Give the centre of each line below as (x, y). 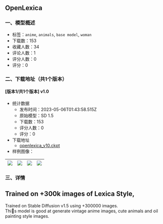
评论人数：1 (24, 53)
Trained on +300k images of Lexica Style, (70, 194)
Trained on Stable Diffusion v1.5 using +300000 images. (61, 205)
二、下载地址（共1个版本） (36, 79)
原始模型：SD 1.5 (36, 115)
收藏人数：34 (26, 46)
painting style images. (27, 216)
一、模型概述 (20, 23)
